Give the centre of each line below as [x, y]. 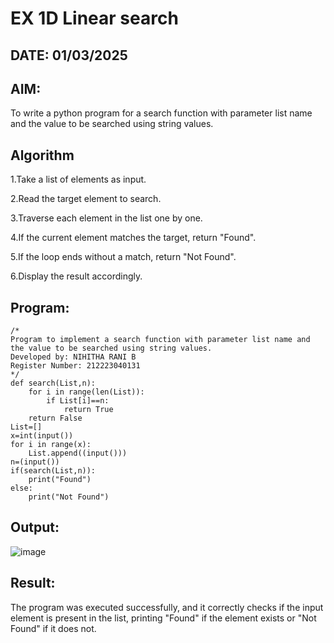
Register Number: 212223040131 [75, 366]
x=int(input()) [42, 436]
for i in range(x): [51, 445]
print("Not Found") [69, 497]
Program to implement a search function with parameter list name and [160, 340]
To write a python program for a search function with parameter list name [161, 113]
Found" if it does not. [53, 628]
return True [88, 410]
